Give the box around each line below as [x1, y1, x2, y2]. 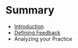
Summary [5, 4, 54, 17]
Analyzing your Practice [14, 35, 73, 42]
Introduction [14, 23, 44, 30]
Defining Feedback [14, 29, 60, 36]
